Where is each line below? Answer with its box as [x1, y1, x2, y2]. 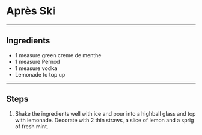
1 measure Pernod [14, 58, 60, 65]
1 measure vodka [14, 64, 57, 72]
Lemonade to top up [14, 71, 66, 78]
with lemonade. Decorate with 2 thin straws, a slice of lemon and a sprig [14, 116, 194, 124]
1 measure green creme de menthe [14, 51, 102, 58]
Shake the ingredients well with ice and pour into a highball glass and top [14, 110, 196, 117]
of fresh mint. [14, 122, 49, 130]
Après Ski [6, 4, 56, 18]
